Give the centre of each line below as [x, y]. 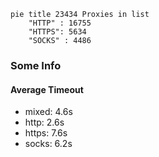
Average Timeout [47, 89]
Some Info [36, 65]
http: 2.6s [44, 122]
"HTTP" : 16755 [60, 23]
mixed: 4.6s [48, 112]
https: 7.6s [46, 133]
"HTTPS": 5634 [57, 32]
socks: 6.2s [48, 144]
